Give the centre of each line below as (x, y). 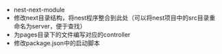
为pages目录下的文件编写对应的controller (72, 34)
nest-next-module (39, 10)
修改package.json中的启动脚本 (57, 43)
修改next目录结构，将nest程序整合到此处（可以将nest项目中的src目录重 (114, 18)
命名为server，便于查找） (50, 26)
